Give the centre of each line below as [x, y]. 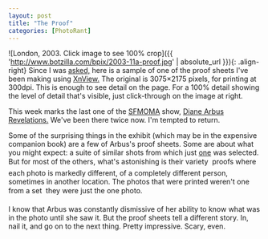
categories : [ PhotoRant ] [50, 30]
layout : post [30, 16]
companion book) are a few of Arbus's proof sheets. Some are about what [131, 144]
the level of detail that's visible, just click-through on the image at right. [126, 96]
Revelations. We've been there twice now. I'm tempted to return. [114, 120]
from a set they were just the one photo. [75, 191]
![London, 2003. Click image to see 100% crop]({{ [91, 54]
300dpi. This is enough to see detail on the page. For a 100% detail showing [134, 87]
